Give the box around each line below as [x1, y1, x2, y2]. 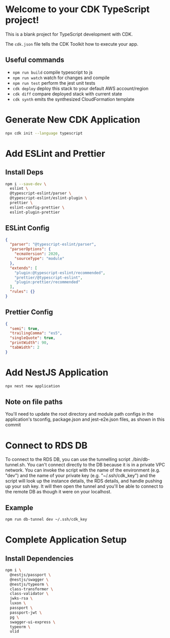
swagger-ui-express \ [10, 619, 56, 625]
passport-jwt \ [10, 610, 42, 615]
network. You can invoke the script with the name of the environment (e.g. [5, 467, 161, 473]
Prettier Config [5, 308, 53, 317]
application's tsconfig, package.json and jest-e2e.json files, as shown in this [5, 416, 165, 422]
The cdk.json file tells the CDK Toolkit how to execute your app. [5, 41, 139, 47]
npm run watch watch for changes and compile [12, 75, 110, 81]
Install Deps [5, 168, 44, 177]
